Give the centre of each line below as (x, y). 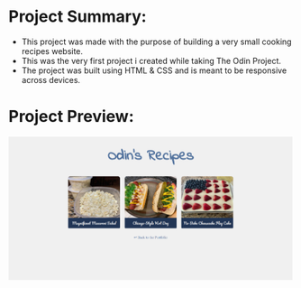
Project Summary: (78, 17)
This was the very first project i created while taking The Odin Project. (151, 60)
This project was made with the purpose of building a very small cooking (156, 42)
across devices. (51, 79)
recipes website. (52, 51)
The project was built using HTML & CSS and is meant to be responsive (154, 70)
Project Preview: (71, 117)
